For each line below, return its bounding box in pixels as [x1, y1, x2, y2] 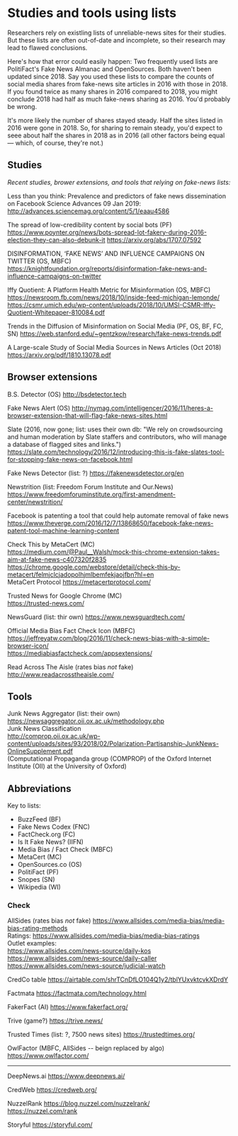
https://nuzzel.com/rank [7, 1107, 78, 1115]
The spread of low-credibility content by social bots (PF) [7, 220, 172, 229]
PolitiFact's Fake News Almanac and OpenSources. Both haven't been [7, 64, 212, 73]
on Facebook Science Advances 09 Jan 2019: [7, 199, 142, 208]
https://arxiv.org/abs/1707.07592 [106, 235, 202, 244]
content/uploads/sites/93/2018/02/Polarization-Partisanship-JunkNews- [7, 739, 220, 748]
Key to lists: [7, 802, 41, 810]
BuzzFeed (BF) [17, 815, 62, 824]
